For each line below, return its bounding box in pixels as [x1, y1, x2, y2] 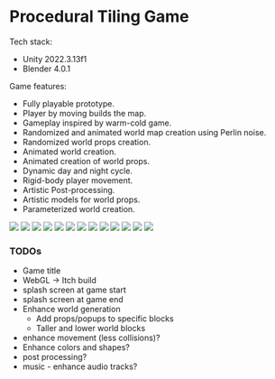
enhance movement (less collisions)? [22, 332, 160, 344]
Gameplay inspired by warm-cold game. [22, 117, 172, 128]
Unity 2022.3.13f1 [22, 53, 87, 64]
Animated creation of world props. [22, 155, 151, 166]
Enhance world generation [22, 304, 121, 315]
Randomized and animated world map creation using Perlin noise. [22, 126, 267, 137]
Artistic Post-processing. [22, 184, 115, 195]
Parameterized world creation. [22, 203, 135, 214]
